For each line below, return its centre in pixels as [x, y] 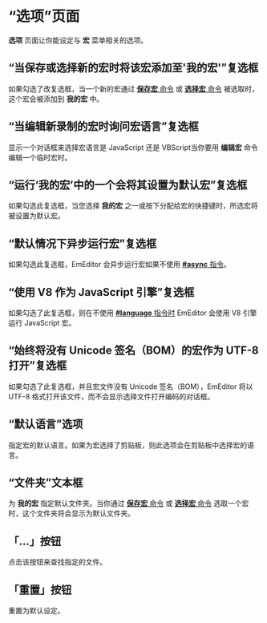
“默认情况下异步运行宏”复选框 [83, 243]
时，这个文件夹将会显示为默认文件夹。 [71, 513]
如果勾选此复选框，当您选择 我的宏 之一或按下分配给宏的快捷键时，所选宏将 [133, 206]
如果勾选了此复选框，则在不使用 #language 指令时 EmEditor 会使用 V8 [125, 313]
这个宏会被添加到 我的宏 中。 [56, 99]
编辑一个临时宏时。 [40, 157]
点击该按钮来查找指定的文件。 [57, 562]
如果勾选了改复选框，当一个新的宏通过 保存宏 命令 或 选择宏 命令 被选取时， [133, 88]
